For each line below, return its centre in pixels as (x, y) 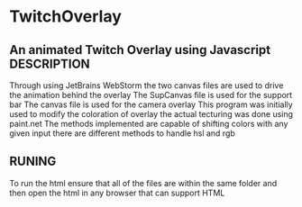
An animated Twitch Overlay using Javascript (140, 50)
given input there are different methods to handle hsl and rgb (123, 133)
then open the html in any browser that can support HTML (117, 193)
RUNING (33, 162)
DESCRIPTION (50, 63)
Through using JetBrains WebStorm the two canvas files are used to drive (146, 85)
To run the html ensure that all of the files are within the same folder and (143, 183)
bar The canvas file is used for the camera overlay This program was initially (151, 104)
